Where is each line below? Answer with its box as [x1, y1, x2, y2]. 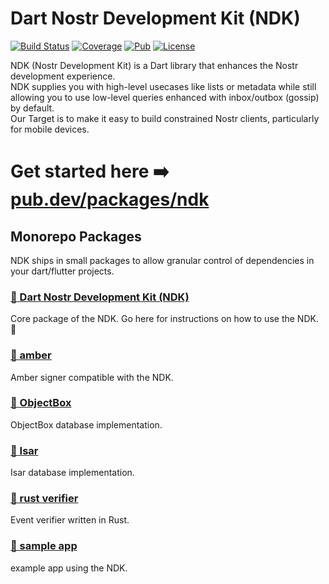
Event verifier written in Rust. [10, 514, 130, 526]
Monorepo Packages [10, 228, 142, 245]
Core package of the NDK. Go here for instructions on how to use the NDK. [10, 313, 319, 325]
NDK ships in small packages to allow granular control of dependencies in [10, 254, 315, 266]
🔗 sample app [10, 539, 78, 553]
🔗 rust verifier [10, 492, 79, 506]
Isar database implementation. [10, 467, 135, 479]
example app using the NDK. [10, 562, 128, 574]
